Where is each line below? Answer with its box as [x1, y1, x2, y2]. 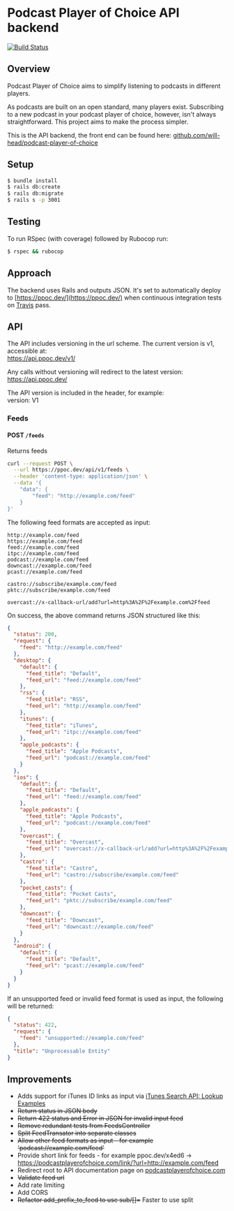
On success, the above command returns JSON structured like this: [7, 611, 201, 619]
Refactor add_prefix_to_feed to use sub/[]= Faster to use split [17, 1196, 194, 1204]
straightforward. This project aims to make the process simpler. [7, 117, 189, 126]
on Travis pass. [7, 300, 51, 309]
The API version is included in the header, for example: [7, 389, 164, 397]
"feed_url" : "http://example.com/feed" [25, 703, 141, 710]
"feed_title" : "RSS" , [25, 696, 89, 703]
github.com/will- [173, 131, 221, 139]
